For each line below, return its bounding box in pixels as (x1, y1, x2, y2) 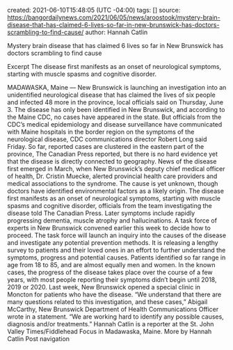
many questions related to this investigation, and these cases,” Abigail (7, 298, 208, 305)
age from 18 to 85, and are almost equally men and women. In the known (7, 261, 216, 269)
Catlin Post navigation (7, 335, 70, 343)
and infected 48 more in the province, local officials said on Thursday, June (7, 98, 224, 106)
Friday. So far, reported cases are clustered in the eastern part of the (7, 143, 204, 150)
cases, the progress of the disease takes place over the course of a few (7, 268, 214, 276)
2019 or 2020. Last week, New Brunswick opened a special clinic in (7, 283, 200, 291)
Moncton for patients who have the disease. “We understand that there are (7, 290, 222, 299)
